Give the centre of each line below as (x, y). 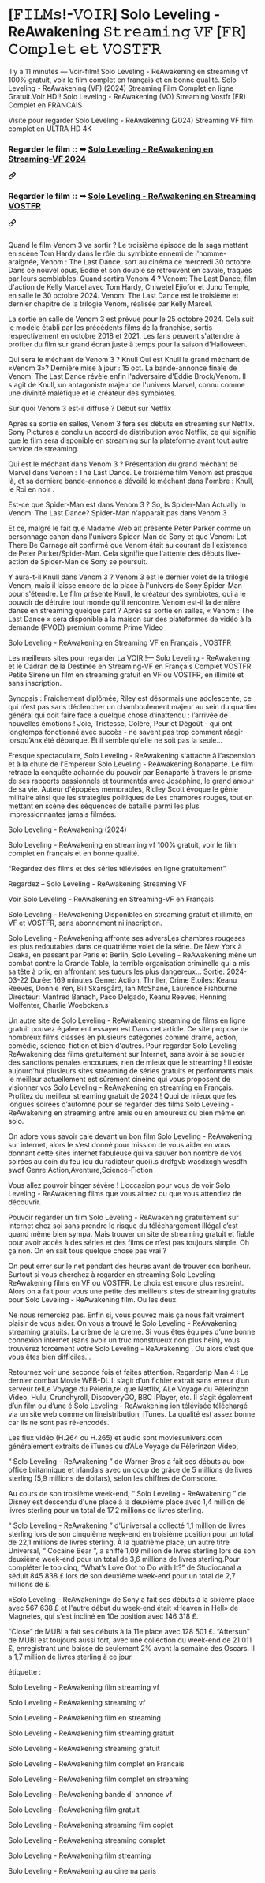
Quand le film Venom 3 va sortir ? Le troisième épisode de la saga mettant (128, 245)
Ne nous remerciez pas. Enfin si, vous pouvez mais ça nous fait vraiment (126, 1315)
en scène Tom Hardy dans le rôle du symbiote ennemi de (101, 253)
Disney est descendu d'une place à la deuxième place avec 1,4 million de (127, 1502)
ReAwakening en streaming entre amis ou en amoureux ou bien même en (127, 1112)
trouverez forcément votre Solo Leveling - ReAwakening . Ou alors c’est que (131, 1348)
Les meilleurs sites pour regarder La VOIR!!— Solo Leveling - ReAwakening (129, 657)
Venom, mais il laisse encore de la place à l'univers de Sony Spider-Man (125, 585)
